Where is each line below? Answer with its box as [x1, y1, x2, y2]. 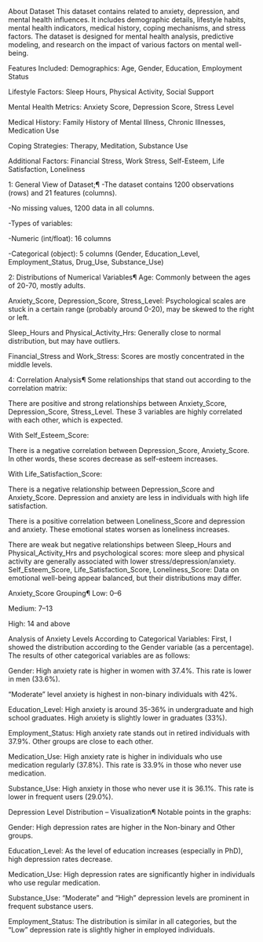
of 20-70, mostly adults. [8, 281, 86, 290]
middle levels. [8, 360, 53, 369]
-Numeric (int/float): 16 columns [8, 234, 111, 243]
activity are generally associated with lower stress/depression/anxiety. [8, 557, 236, 566]
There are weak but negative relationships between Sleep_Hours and [8, 540, 232, 549]
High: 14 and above [8, 619, 71, 628]
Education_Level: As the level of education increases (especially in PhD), [8, 846, 243, 855]
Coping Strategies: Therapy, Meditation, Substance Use [8, 141, 188, 150]
